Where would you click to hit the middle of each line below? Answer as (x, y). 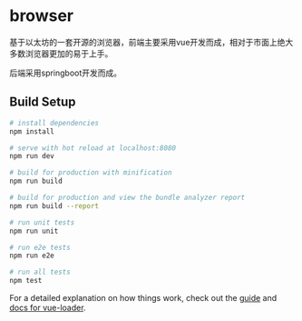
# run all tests (40, 272)
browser (42, 16)
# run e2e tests (40, 247)
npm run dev (32, 156)
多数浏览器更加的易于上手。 (61, 53)
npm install (32, 131)
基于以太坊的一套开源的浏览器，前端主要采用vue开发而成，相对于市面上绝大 (151, 42)
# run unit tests (42, 222)
